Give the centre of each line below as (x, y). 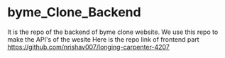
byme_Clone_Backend (74, 12)
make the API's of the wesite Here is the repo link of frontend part (104, 39)
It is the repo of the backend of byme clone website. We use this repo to (113, 32)
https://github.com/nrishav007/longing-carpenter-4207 (89, 47)
